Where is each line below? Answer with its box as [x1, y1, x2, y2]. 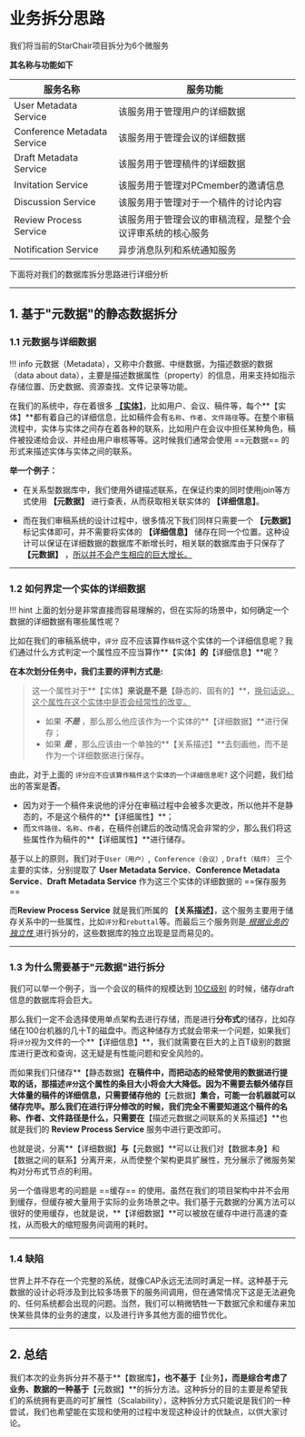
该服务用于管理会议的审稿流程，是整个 [117, 212, 282, 225]
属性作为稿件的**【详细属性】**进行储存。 [30, 833, 191, 844]
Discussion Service [14, 195, 96, 208]
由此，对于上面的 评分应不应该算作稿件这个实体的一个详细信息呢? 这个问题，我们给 [9, 769, 294, 780]
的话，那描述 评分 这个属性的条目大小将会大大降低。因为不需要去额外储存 [16, 1078, 286, 1089]
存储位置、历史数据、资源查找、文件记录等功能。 [9, 380, 192, 391]
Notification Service [14, 242, 99, 255]
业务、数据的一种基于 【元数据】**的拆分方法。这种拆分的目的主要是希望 [9, 1383, 280, 1394]
